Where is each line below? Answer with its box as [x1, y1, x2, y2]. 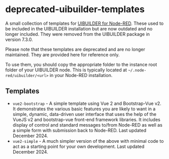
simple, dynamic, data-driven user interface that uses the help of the [12, 111, 156, 117]
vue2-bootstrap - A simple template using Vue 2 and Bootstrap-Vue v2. [12, 100, 161, 106]
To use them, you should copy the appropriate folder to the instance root [5, 61, 157, 67]
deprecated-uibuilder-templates [5, 4, 145, 15]
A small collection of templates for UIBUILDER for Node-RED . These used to [5, 20, 164, 26]
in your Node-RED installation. [49, 72, 113, 78]
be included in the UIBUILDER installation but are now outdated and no [5, 25, 153, 31]
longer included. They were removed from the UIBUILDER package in [5, 31, 150, 37]
